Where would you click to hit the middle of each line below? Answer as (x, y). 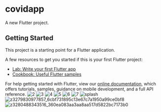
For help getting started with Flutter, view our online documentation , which (81, 84)
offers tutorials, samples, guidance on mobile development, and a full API (79, 89)
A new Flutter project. (27, 23)
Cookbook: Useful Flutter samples (47, 74)
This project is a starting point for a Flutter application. (60, 50)
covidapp (25, 9)
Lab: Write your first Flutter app (44, 69)
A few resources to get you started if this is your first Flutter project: (74, 59)
